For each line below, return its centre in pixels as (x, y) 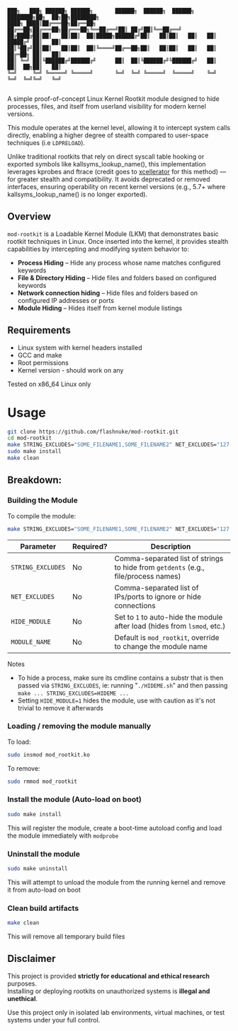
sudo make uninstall (38, 869)
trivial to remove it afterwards (61, 707)
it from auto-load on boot (44, 890)
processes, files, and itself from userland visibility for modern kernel (107, 106)
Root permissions (43, 363)
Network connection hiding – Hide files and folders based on (108, 293)
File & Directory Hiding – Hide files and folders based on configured (117, 277)
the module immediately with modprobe (63, 835)
